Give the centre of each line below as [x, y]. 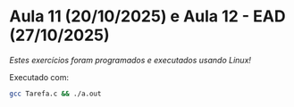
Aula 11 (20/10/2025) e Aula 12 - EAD [147, 16]
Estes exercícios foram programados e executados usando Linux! [130, 60]
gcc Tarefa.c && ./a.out [55, 94]
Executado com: [39, 77]
